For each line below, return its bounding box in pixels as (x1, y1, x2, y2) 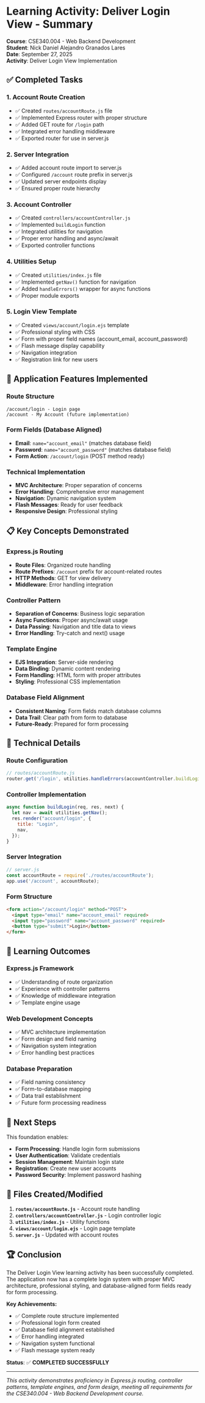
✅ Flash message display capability (15, 342, 105, 349)
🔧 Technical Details (6, 738, 81, 748)
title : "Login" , (17, 821, 59, 828)
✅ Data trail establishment (15, 1092, 81, 1100)
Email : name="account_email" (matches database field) (15, 439, 152, 447)
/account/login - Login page (6, 406, 81, 412)
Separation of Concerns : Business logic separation (15, 610, 145, 617)
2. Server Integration (6, 150, 69, 158)
